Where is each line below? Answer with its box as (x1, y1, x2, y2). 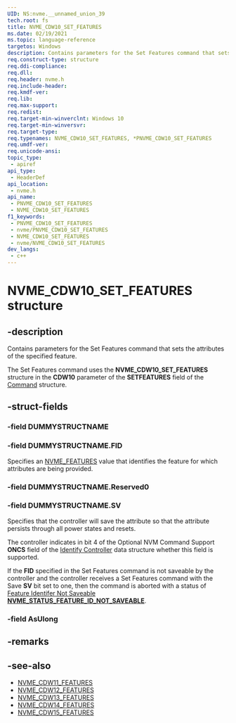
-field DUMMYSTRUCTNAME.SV (7, 501, 122, 510)
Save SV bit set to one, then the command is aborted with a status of (7, 581, 207, 590)
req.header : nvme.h (7, 75, 65, 83)
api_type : (7, 167, 37, 175)
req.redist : (7, 108, 42, 115)
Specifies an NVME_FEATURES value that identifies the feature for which (7, 457, 218, 465)
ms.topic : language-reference (7, 37, 96, 44)
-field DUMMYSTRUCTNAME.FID (7, 441, 123, 451)
